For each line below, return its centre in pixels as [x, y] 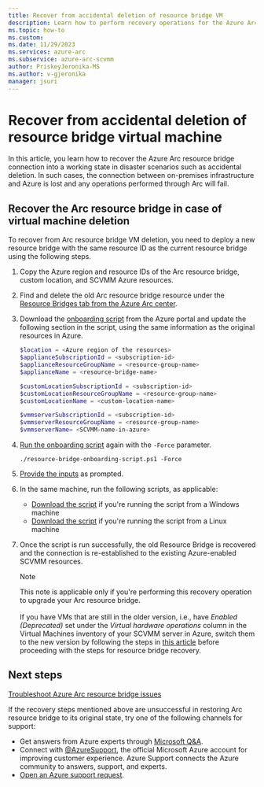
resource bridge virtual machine [115, 137]
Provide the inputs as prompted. [71, 474]
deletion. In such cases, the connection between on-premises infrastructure [131, 176]
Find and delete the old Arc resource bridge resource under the [122, 295]
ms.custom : [26, 37]
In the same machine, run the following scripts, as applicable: [119, 489]
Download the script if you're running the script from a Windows [135, 504]
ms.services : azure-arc [47, 52]
